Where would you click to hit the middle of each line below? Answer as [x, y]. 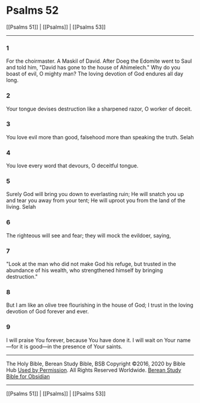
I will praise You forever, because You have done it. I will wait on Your [91, 340]
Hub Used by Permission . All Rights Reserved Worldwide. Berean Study [94, 370]
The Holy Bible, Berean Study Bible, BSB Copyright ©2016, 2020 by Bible [96, 364]
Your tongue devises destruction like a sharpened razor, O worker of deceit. [99, 109]
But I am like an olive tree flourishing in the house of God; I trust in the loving [100, 305]
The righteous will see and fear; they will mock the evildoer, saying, [89, 235]
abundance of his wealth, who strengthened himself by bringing [85, 270]
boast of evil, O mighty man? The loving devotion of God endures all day [95, 74]
